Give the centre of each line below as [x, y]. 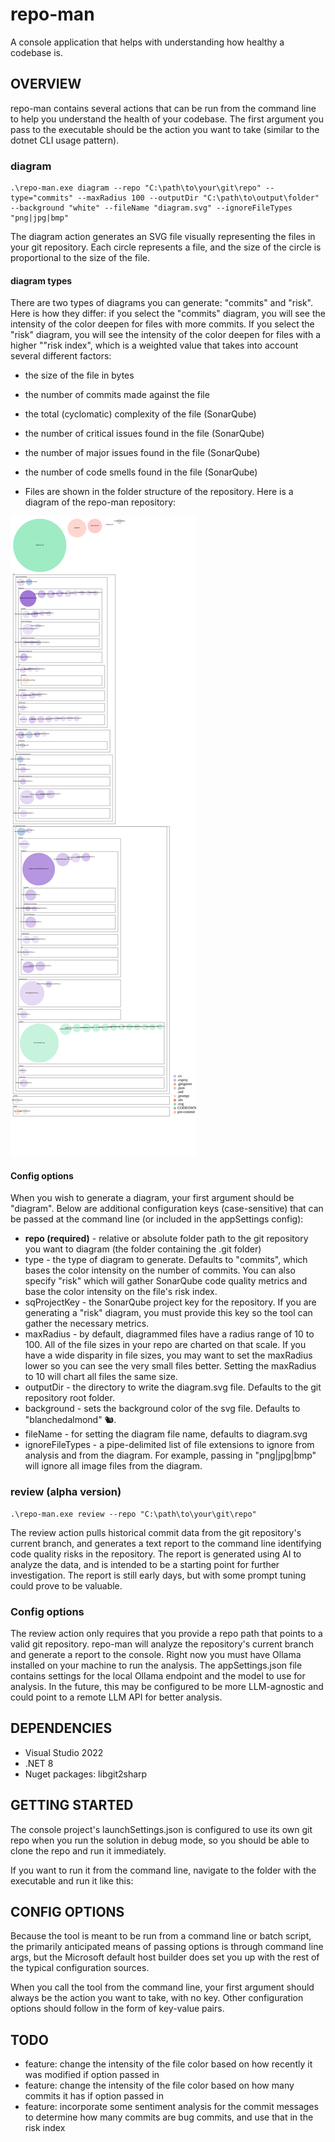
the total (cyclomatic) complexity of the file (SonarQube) [140, 414]
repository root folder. [69, 1398]
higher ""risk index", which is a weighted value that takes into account [154, 345]
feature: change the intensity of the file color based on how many [159, 2085]
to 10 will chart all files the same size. [101, 1377]
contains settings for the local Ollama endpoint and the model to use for [158, 1676]
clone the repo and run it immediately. [88, 1850]
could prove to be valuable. [66, 1585]
